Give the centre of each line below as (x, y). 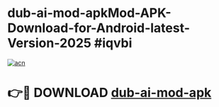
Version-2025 (50, 43)
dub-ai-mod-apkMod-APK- (89, 13)
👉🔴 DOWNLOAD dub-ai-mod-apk (109, 93)
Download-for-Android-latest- (99, 28)
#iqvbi (113, 43)
